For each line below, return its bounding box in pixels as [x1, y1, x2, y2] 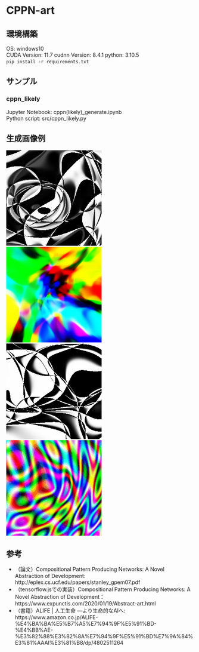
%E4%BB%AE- [14, 626, 54, 633]
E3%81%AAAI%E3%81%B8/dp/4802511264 [14, 639, 124, 647]
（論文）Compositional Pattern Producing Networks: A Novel [14, 565, 165, 573]
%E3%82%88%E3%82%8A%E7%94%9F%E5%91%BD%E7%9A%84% [14, 633, 194, 640]
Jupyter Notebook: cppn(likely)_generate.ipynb [6, 108, 122, 115]
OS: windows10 [6, 45, 44, 52]
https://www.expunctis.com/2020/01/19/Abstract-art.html [14, 600, 156, 607]
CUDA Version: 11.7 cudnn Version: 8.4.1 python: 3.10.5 [6, 51, 139, 59]
